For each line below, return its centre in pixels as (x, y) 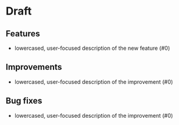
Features (23, 34)
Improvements (34, 67)
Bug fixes (24, 101)
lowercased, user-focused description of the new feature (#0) (92, 48)
